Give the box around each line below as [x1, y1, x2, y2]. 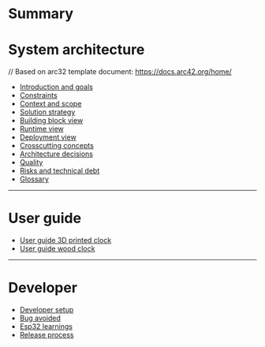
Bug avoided [19, 313, 62, 323]
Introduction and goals [19, 82, 93, 91]
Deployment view [19, 132, 77, 142]
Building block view [19, 116, 84, 125]
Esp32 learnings [19, 322, 73, 331]
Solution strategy [19, 107, 76, 117]
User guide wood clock [19, 244, 95, 253]
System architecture [8, 41, 145, 59]
